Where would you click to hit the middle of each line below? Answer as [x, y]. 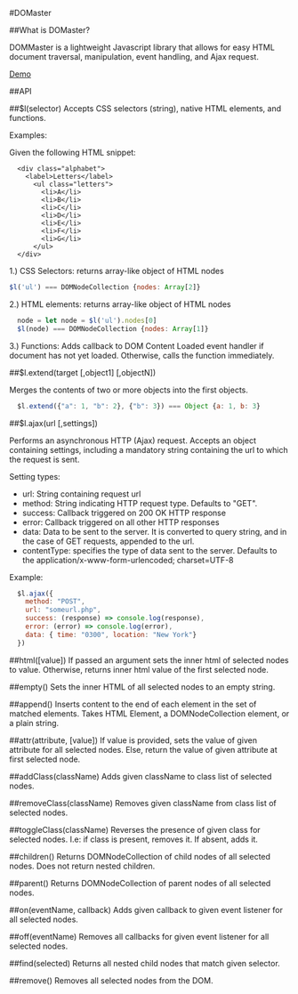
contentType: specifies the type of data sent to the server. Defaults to [149, 550]
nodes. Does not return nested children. [82, 866]
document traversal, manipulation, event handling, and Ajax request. [134, 57]
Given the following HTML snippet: [72, 152]
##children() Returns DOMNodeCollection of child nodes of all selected [140, 856]
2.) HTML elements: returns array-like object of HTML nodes [120, 304]
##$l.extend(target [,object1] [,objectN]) [83, 372]
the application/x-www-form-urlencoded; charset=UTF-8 [128, 560]
